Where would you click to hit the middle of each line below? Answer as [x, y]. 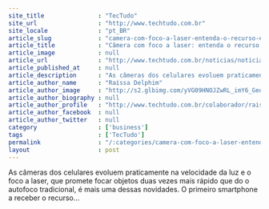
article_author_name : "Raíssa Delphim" [85, 82]
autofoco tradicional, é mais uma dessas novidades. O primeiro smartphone [133, 190]
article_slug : [55, 38]
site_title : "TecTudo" [73, 16]
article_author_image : [55, 90]
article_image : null [64, 53]
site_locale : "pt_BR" [69, 30]
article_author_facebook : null [64, 113]
